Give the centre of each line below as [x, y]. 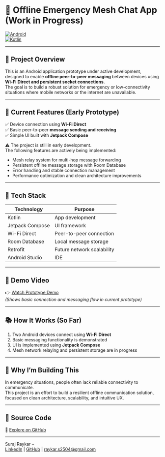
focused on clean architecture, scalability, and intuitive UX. [65, 397]
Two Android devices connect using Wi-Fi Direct [62, 335]
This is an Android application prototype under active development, [73, 71]
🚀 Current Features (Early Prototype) [62, 112]
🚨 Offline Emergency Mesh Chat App [81, 10]
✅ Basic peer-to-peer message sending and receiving [61, 129]
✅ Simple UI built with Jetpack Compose [47, 135]
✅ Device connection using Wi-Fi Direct [46, 124]
